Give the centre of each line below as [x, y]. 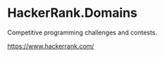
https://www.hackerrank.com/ [51, 46]
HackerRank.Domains [72, 13]
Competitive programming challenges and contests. [82, 32]
